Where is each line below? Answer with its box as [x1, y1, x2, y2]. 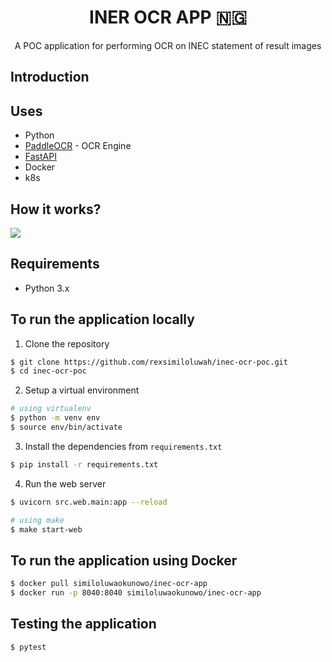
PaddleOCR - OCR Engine [24, 140, 132, 152]
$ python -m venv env [10, 413, 101, 423]
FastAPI [24, 151, 57, 163]
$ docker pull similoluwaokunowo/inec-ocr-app [10, 579, 208, 589]
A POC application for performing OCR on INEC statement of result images [14, 39, 322, 51]
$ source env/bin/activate [10, 422, 123, 433]
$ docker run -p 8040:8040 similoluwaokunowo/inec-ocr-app [10, 588, 262, 598]
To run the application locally [10, 311, 195, 328]
